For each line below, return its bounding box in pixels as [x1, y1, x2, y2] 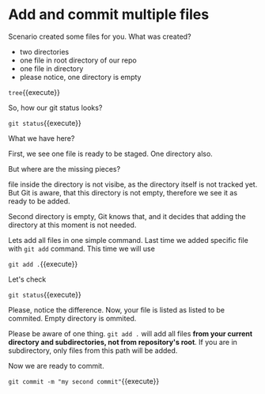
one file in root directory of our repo [19, 55, 137, 65]
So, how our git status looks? [8, 103, 103, 112]
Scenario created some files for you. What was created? [8, 32, 191, 41]
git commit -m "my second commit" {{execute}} [8, 376, 160, 385]
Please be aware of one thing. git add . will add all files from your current [8, 328, 253, 338]
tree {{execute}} [8, 87, 61, 97]
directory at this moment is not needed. [8, 220, 137, 229]
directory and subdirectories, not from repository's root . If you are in [8, 337, 237, 347]
